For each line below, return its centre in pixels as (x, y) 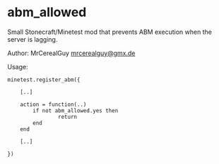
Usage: (18, 66)
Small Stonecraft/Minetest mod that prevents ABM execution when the (109, 32)
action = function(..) (53, 104)
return (67, 117)
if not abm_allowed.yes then (76, 110)
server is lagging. (32, 39)
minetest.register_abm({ (44, 80)
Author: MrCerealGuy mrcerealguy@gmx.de (71, 53)
